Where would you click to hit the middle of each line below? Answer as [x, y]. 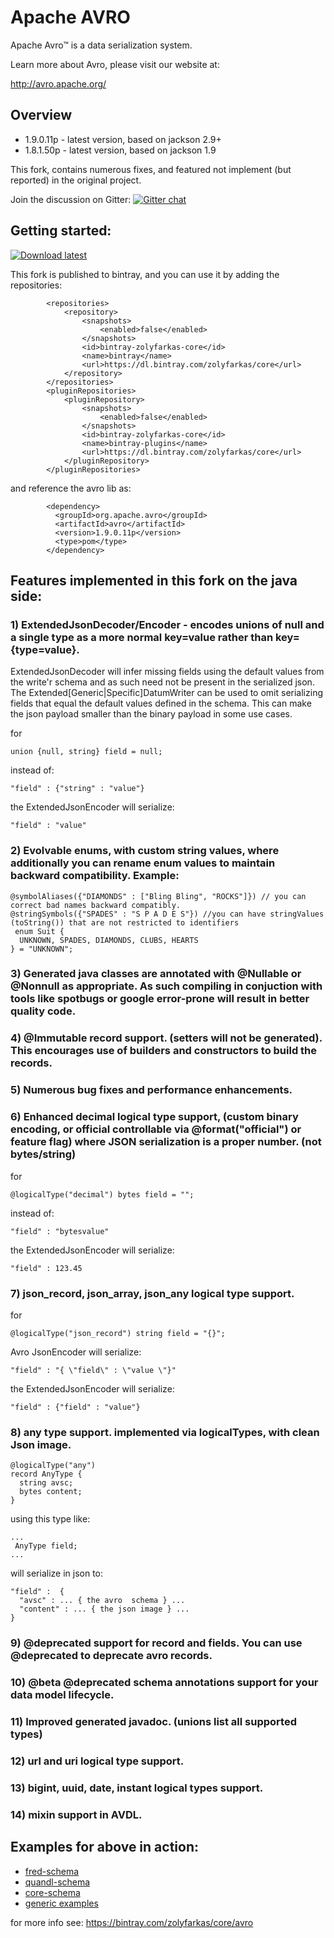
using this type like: [50, 1519]
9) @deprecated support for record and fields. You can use [156, 1643]
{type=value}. [45, 649]
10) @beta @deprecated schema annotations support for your [164, 1683]
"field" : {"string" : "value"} [77, 789]
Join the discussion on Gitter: [71, 199]
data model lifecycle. [62, 1695]
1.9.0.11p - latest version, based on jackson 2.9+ [123, 139]
